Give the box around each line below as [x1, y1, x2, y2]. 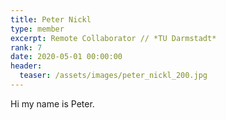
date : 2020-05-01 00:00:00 [10, 52, 123, 62]
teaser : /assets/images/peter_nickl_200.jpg [19, 71, 208, 81]
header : [10, 61, 43, 71]
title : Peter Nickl [10, 14, 92, 25]
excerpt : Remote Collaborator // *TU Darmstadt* [10, 33, 217, 43]
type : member [10, 24, 65, 34]
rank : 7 [10, 42, 43, 53]
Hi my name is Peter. [10, 97, 95, 110]
